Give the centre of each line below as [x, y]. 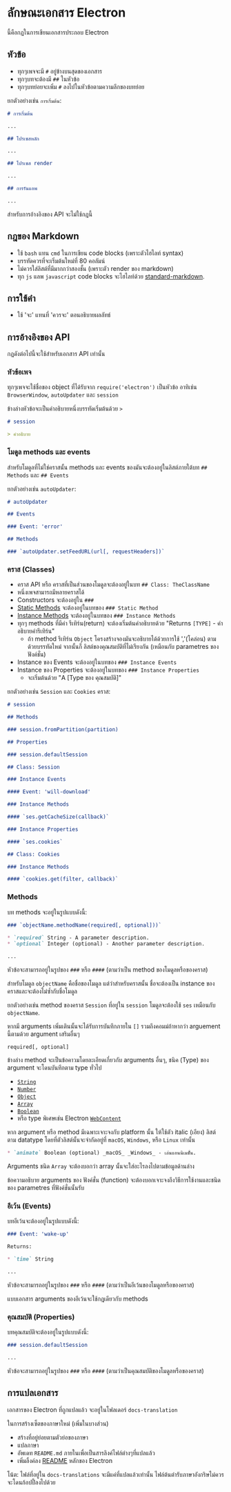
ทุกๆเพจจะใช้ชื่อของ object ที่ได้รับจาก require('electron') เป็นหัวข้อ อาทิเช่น [102, 387]
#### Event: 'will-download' [49, 792]
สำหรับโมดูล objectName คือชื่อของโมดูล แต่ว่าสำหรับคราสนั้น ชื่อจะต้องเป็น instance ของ [111, 983]
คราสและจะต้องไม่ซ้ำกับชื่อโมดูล [42, 991]
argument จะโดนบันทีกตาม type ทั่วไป [54, 1068]
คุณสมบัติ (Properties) [41, 1316]
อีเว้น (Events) [29, 1206]
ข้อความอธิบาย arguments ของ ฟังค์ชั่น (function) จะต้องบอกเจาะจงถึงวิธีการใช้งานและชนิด [114, 1180]
